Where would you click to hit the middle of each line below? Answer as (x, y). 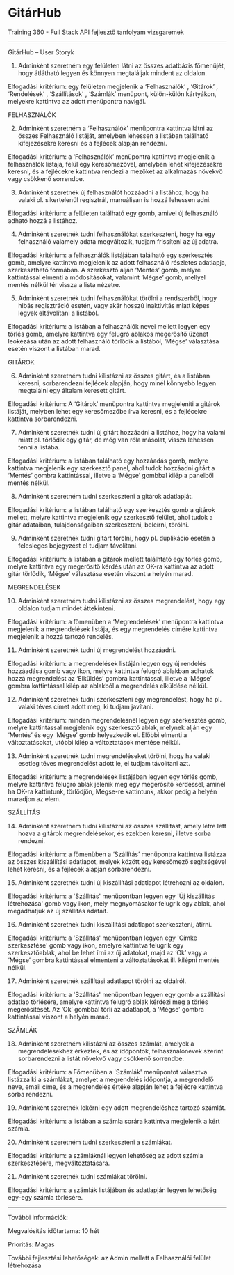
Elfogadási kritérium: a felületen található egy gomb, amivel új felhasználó (113, 213)
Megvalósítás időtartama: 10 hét (53, 1230)
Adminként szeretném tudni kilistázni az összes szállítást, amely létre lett (122, 826)
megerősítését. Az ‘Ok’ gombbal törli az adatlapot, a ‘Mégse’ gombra (106, 1009)
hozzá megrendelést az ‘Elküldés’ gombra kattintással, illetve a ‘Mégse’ (110, 678)
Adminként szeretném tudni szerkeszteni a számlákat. (95, 1142)
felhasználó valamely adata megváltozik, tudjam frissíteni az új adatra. (118, 241)
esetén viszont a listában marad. (55, 348)
